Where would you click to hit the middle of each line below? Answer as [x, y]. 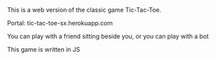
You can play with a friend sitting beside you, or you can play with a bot [108, 36]
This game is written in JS [44, 49]
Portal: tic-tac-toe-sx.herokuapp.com [60, 23]
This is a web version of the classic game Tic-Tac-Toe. [84, 10]
